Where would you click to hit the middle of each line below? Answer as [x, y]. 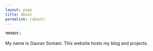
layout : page [19, 10]
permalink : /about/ [25, 19]
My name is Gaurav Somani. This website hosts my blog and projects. [77, 43]
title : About [19, 14]
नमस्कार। [13, 33]
